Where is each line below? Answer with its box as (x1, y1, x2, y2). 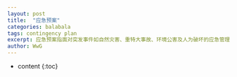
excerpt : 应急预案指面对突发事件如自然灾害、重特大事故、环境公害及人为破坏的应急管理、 (7, 36, 236, 43)
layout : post (7, 10, 46, 17)
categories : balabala (7, 23, 71, 30)
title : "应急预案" (7, 17, 61, 24)
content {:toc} (17, 62, 59, 70)
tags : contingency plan (7, 29, 78, 37)
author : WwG (7, 43, 42, 50)
